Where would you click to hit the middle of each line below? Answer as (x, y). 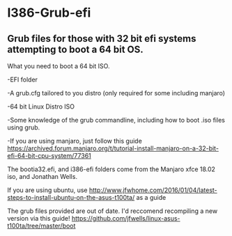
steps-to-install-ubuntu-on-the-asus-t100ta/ (71, 197)
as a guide (151, 197)
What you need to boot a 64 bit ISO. (59, 66)
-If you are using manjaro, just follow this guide (75, 141)
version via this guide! (39, 218)
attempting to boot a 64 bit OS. (76, 49)
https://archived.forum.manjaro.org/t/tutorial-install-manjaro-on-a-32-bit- (113, 148)
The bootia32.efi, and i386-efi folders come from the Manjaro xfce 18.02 (111, 169)
